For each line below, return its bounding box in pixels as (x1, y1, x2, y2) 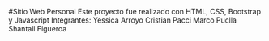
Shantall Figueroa (8, 24, 67, 33)
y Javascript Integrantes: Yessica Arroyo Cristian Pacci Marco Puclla (8, 15, 237, 25)
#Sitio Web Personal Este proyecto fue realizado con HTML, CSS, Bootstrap (8, 7, 262, 16)
